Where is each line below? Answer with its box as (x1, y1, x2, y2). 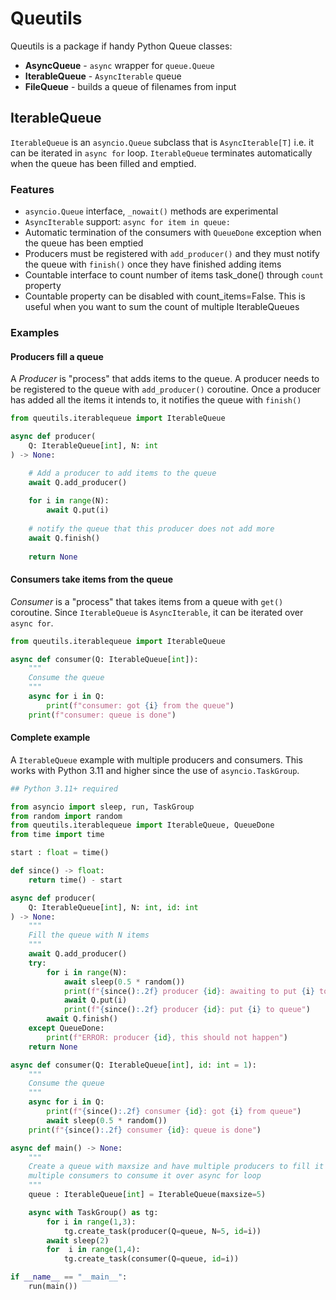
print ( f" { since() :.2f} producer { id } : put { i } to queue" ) (63, 1005, 311, 1015)
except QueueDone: (28, 1023, 105, 1034)
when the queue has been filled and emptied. (10, 157, 197, 169)
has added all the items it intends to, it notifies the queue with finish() (10, 394, 302, 406)
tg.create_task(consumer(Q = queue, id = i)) (63, 1254, 240, 1264)
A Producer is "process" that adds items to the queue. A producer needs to (10, 373, 320, 385)
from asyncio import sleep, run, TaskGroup (10, 802, 195, 812)
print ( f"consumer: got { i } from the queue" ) (46, 700, 235, 711)
